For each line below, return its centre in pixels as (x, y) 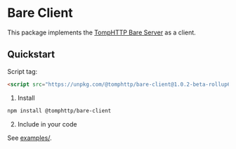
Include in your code (47, 124)
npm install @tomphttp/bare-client (59, 110)
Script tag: (22, 71)
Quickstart (31, 54)
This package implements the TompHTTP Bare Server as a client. (102, 32)
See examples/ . (29, 138)
